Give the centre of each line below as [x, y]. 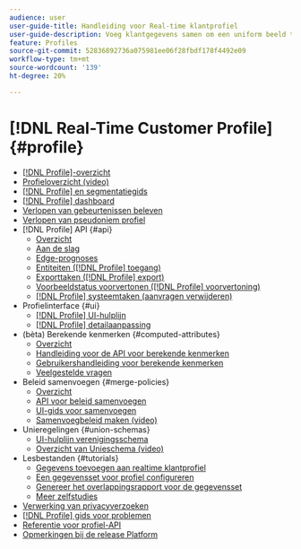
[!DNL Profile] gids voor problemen [87, 515]
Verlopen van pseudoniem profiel [84, 220]
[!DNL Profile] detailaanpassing [93, 325]
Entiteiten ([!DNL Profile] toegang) [98, 267]
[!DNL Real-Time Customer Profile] [141, 128]
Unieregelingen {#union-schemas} [86, 429]
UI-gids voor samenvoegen [86, 410]
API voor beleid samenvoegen [91, 401]
